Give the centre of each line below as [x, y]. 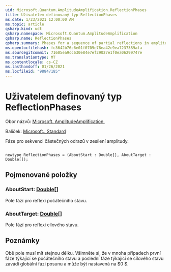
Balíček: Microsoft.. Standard [36, 131]
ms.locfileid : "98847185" [33, 72]
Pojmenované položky [41, 175]
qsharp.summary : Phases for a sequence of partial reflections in [77, 43]
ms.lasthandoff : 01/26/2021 [35, 67]
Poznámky [22, 241]
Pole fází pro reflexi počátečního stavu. [46, 200]
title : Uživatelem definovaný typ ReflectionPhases [61, 15]
